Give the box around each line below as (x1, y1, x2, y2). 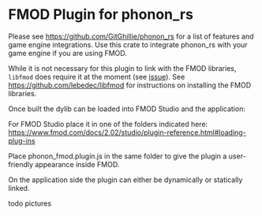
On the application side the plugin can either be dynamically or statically (8, 175, 243, 184)
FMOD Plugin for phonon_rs (8, 6, 193, 24)
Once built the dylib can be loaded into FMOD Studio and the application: (8, 104, 246, 114)
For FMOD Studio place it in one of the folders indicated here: (8, 119, 208, 128)
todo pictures (8, 199, 52, 208)
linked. (8, 183, 30, 192)
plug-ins (8, 136, 36, 145)
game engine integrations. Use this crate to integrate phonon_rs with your (8, 39, 248, 49)
